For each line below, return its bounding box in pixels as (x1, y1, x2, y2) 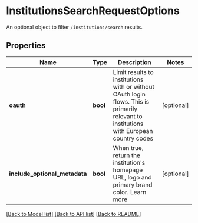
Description (117, 58, 151, 66)
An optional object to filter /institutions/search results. (6, 24, 143, 31)
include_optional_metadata (9, 169, 87, 178)
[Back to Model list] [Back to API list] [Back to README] (6, 210, 141, 217)
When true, (113, 144, 144, 152)
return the (113, 151, 140, 159)
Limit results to (113, 68, 154, 76)
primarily (113, 105, 137, 113)
